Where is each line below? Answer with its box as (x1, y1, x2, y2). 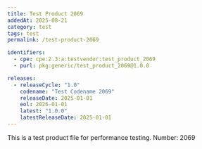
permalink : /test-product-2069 (7, 37, 99, 44)
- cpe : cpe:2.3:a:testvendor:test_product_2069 (13, 56, 156, 63)
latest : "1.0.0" (20, 108, 68, 115)
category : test (7, 23, 52, 30)
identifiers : (7, 49, 46, 56)
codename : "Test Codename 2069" (20, 88, 115, 95)
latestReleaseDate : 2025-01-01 (20, 114, 112, 122)
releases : (7, 74, 37, 82)
